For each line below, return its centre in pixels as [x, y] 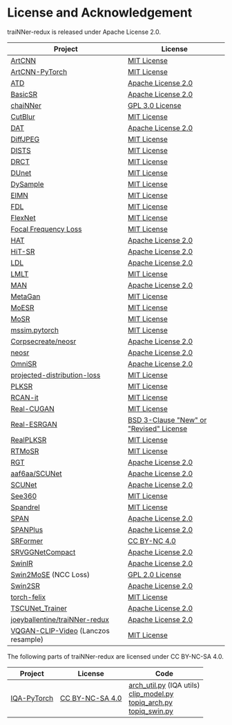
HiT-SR [23, 252]
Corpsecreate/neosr [43, 341]
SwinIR [22, 563]
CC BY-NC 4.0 [152, 540]
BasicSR [24, 94]
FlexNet [23, 218]
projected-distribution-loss [56, 375]
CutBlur [23, 117]
